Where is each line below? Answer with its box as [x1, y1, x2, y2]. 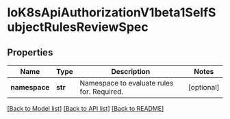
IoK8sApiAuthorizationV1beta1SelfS [7, 5, 216, 21]
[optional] [188, 83, 220, 92]
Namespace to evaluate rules [79, 79, 174, 88]
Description [111, 67, 151, 76]
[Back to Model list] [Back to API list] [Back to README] [7, 105, 164, 112]
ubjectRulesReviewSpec [7, 19, 149, 35]
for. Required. [79, 87, 124, 96]
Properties [7, 47, 53, 58]
